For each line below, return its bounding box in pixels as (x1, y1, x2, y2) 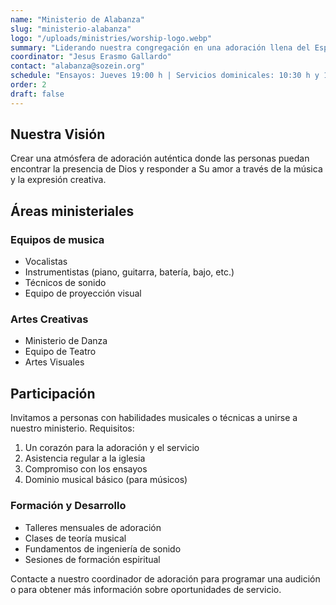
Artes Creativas (10, 312, 89, 326)
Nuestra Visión (10, 126, 106, 143)
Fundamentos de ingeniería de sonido (24, 542, 182, 555)
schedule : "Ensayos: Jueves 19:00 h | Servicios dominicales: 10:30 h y (10, 71, 320, 81)
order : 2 (10, 80, 47, 90)
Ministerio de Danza (24, 335, 108, 347)
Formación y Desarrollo (10, 499, 127, 513)
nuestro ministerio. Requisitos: (10, 422, 135, 435)
